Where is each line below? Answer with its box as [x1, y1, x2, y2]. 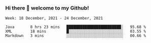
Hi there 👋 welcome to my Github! [5, 4, 90, 11]
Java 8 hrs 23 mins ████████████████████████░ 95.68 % [5, 24, 146, 29]
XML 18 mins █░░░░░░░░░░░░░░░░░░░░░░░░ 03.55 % [5, 29, 146, 34]
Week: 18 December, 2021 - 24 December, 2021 [5, 16, 103, 21]
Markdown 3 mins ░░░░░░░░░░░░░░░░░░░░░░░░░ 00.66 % [5, 33, 146, 38]
